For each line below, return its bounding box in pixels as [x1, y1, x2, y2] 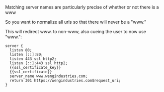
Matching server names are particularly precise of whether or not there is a [5, 4, 159, 10]
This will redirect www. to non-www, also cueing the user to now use [5, 29, 147, 34]
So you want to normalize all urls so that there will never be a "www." [5, 19, 147, 25]
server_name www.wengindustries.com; [9, 74, 88, 79]
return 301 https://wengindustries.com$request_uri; [9, 78, 121, 83]
